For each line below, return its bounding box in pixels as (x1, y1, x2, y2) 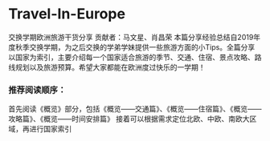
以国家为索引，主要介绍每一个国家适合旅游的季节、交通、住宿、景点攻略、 (8, 52, 255, 62)
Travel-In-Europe (8, 5, 126, 23)
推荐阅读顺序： (8, 84, 67, 95)
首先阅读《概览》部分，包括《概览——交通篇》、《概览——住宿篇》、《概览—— (8, 104, 262, 114)
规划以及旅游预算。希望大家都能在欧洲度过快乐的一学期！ (14, 62, 206, 72)
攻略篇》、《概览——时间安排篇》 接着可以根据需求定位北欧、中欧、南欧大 (8, 114, 250, 124)
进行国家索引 (29, 124, 72, 134)
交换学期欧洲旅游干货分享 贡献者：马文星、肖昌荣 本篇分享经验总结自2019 (8, 32, 254, 42)
